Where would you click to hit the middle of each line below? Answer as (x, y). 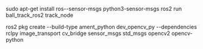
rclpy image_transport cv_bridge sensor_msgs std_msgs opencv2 (88, 33)
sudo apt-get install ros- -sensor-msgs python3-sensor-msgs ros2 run (94, 9)
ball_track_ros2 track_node (40, 15)
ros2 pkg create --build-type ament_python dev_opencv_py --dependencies (101, 27)
